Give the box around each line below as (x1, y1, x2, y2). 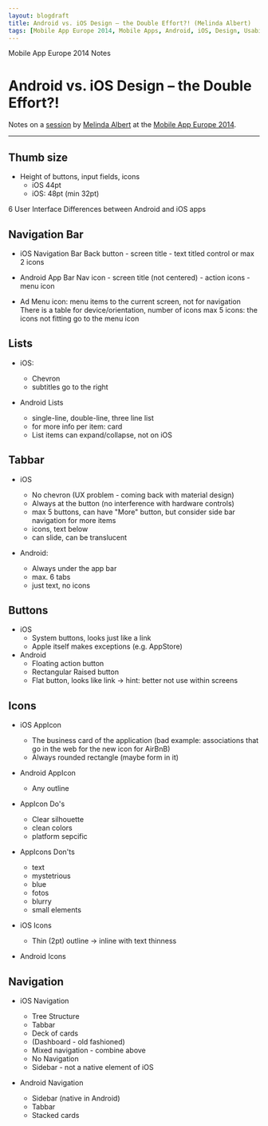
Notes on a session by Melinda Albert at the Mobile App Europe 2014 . (8, 120, 237, 130)
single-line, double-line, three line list (31, 413, 154, 422)
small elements (31, 905, 82, 915)
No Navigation (31, 1054, 80, 1064)
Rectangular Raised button (31, 667, 120, 677)
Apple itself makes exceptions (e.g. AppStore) (31, 641, 183, 652)
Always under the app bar (31, 563, 117, 573)
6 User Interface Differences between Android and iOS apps (8, 205, 207, 214)
